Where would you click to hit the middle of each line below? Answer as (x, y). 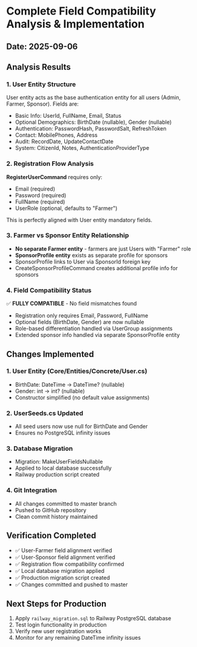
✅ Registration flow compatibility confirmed (69, 564)
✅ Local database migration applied (60, 571)
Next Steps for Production (56, 604)
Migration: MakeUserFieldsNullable (59, 462)
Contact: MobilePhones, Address (56, 135)
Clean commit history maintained (56, 517)
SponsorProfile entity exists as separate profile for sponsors (91, 255)
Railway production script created (57, 475)
